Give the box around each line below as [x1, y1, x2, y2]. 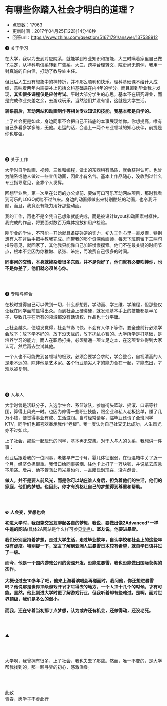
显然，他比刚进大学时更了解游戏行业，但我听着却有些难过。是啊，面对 [13, 589, 158, 595]
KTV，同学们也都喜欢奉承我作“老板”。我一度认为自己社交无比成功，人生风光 [5, 421, 162, 427]
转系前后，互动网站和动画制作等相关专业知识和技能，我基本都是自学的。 [5, 108, 153, 114]
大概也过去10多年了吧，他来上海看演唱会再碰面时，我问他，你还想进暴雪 [5, 577, 154, 583]
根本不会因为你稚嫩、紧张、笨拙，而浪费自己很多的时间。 [13, 248, 132, 254]
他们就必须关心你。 [31, 265, 71, 271]
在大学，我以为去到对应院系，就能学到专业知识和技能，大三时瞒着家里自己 [5, 55, 158, 61]
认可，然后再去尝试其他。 [5, 343, 58, 349]
